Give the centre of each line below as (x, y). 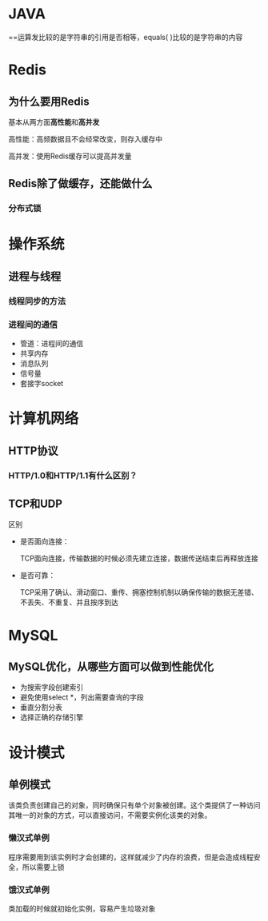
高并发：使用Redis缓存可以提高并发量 (70, 156)
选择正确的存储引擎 (52, 717)
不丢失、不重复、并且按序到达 (69, 602)
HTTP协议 (33, 451)
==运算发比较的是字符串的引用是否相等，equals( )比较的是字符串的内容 (126, 37)
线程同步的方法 (37, 301)
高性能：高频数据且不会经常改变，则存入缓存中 (85, 139)
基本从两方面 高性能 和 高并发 (54, 122)
